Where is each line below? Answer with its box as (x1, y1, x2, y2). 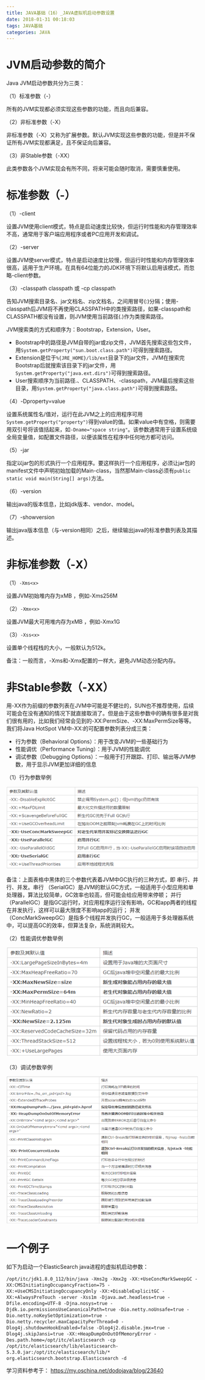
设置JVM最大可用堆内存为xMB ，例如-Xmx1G (6, 618, 120, 626)
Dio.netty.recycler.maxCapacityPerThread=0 (6, 1318, 119, 1324)
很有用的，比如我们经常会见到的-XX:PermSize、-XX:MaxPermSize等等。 (11, 717, 195, 724)
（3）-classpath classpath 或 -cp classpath (6, 284, 116, 292)
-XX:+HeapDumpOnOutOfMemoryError (66, 1331, 151, 1337)
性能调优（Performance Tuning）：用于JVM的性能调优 (15, 745, 151, 753)
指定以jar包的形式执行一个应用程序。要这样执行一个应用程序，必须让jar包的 (6, 460, 196, 467)
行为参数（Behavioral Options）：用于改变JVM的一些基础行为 (15, 738, 168, 745)
